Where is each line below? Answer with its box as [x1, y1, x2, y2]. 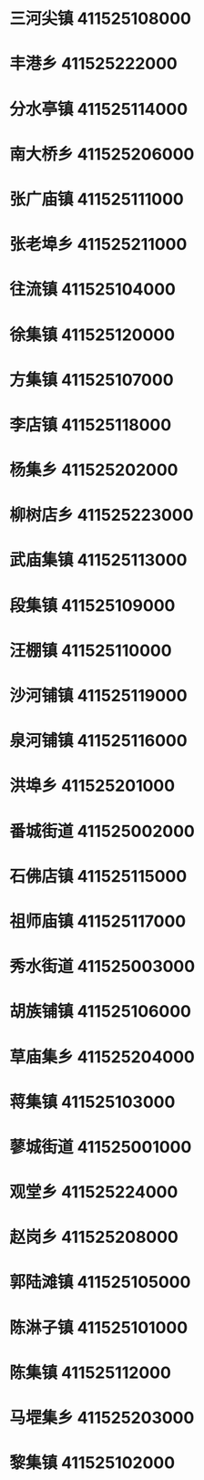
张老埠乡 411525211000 [9, 234, 188, 255]
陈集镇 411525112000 [9, 1362, 171, 1382]
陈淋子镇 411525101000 [9, 1317, 189, 1338]
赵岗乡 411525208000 [9, 1227, 179, 1247]
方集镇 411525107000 [9, 369, 175, 390]
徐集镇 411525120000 [9, 325, 176, 345]
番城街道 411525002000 [9, 821, 196, 842]
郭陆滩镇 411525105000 [9, 1272, 191, 1293]
